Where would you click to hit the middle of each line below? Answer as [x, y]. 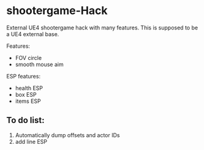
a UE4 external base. [33, 34]
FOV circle [28, 58]
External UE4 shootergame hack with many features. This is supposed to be [102, 28]
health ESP [29, 88]
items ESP [28, 101]
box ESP [26, 94]
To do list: [25, 120]
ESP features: [24, 76]
